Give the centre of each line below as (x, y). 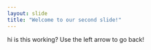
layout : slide (28, 13)
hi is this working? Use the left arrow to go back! (76, 39)
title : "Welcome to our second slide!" (64, 20)
